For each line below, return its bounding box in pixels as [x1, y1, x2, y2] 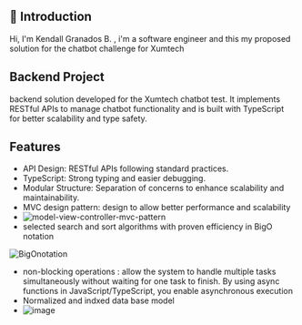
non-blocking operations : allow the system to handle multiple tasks [22, 266, 277, 278]
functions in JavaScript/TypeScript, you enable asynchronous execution [22, 286, 294, 297]
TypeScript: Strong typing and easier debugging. [22, 173, 206, 184]
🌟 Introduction [9, 9, 93, 25]
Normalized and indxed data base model [22, 295, 175, 306]
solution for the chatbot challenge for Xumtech [9, 43, 185, 54]
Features [9, 139, 61, 155]
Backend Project [9, 69, 105, 85]
